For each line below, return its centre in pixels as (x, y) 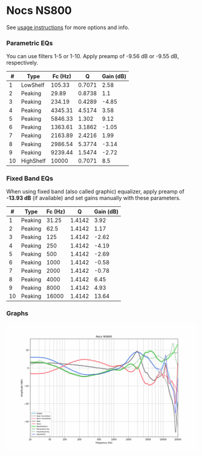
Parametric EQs (30, 43)
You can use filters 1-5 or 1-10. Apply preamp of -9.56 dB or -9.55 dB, (93, 56)
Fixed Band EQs (30, 178)
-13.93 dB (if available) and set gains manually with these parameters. (93, 198)
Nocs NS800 (39, 11)
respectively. (22, 63)
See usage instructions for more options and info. (68, 27)
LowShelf (33, 85)
